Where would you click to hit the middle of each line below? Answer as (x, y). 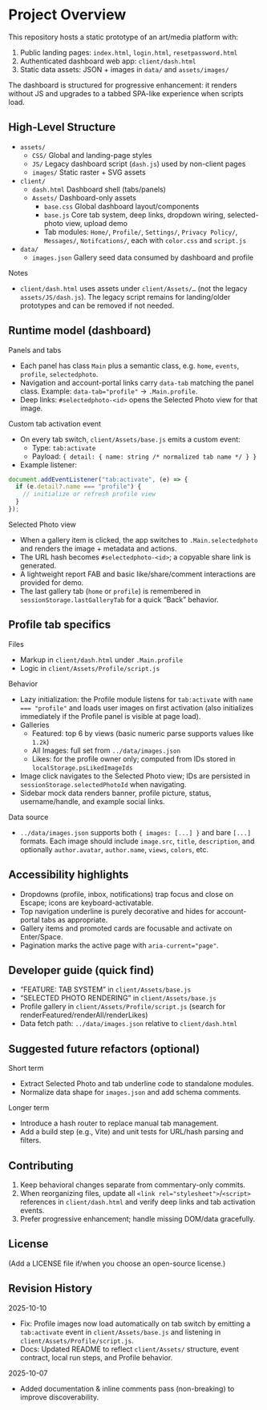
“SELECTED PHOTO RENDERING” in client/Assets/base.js (118, 998)
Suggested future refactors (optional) (104, 1049)
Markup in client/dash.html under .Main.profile (101, 660)
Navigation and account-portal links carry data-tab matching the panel (137, 382)
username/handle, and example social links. (93, 801)
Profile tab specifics (60, 625)
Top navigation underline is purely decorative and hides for (117, 911)
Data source (28, 817)
